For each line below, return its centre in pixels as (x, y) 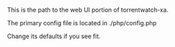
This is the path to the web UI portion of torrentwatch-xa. (88, 10)
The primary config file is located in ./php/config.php (82, 23)
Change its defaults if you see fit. (54, 36)
